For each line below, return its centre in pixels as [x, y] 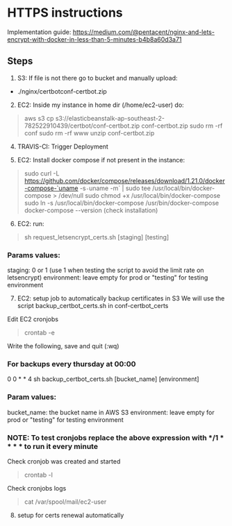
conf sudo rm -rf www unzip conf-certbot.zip [89, 133]
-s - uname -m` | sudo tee [115, 188]
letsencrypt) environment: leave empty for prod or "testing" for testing [108, 278]
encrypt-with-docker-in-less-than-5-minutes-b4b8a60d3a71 [94, 39]
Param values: [32, 397]
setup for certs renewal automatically [71, 515]
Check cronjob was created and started [64, 461]
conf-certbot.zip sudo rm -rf [182, 126]
